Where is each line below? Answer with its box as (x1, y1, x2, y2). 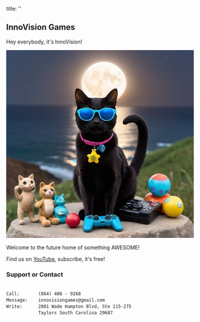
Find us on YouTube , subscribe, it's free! (6, 255, 105, 262)
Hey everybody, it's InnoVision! (6, 38, 83, 45)
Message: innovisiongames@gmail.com (6, 297, 105, 303)
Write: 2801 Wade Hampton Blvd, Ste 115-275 (6, 304, 132, 309)
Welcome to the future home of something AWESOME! (6, 244, 140, 251)
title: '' (6, 5, 22, 12)
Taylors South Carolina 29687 (37, 309, 113, 315)
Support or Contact (6, 270, 64, 278)
